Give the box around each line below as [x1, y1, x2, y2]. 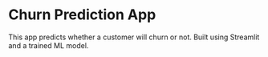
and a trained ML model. [8, 40, 89, 50]
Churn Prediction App [8, 6, 156, 24]
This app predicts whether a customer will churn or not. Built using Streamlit [8, 32, 260, 42]
